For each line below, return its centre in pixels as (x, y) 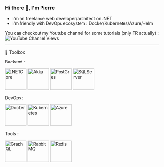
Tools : (12, 134)
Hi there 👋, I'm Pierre (30, 8)
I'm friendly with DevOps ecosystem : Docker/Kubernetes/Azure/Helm (82, 23)
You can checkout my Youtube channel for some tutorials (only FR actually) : (82, 33)
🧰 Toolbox (15, 52)
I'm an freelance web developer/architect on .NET (62, 19)
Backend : (15, 62)
